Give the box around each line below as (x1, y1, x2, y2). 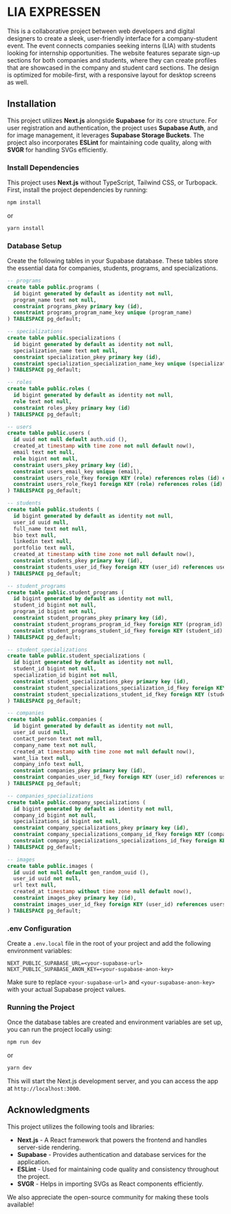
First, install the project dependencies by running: (7, 186, 148, 194)
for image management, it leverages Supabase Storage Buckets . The (7, 131, 205, 139)
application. (16, 1158, 51, 1166)
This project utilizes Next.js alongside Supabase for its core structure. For (7, 116, 218, 125)
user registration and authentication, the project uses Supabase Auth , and (7, 123, 219, 131)
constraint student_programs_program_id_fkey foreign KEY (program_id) (13, 621, 223, 628)
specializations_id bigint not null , (13, 818, 122, 825)
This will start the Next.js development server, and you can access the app (7, 1077, 219, 1085)
